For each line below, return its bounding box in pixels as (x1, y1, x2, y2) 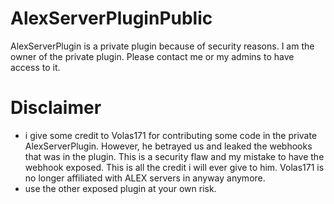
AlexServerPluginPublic (10, 7, 213, 30)
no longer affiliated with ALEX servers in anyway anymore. (24, 172, 266, 184)
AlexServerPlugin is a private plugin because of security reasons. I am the (10, 40, 315, 52)
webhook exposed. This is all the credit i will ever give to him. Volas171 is (24, 161, 325, 173)
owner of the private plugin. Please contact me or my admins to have (10, 50, 295, 62)
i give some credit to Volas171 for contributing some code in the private (24, 129, 318, 141)
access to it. (10, 61, 61, 73)
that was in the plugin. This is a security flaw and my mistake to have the (24, 150, 325, 162)
